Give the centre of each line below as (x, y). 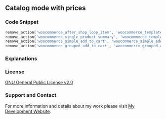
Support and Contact (31, 95)
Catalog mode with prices (45, 8)
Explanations (21, 59)
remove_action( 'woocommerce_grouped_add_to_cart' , (58, 46)
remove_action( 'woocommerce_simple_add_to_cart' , (57, 41)
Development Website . (28, 111)
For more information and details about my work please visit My (70, 106)
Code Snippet (22, 22)
